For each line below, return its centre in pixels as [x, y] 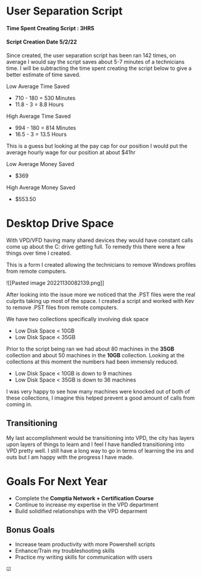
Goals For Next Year [57, 481]
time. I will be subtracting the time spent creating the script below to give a [99, 68]
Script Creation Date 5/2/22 [42, 42]
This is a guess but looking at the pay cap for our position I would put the [97, 145]
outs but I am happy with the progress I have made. [70, 457]
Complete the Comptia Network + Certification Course [84, 498]
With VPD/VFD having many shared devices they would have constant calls [100, 240]
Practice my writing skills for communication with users [84, 557]
